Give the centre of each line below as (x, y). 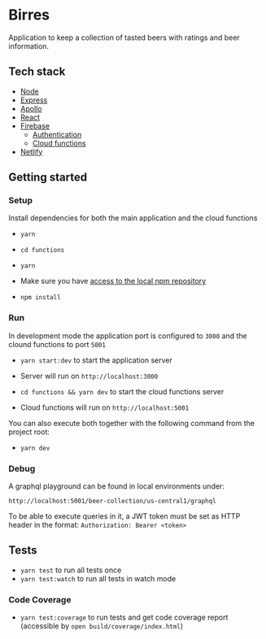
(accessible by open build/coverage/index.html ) (102, 626)
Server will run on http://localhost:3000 (89, 376)
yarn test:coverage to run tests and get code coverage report (124, 617)
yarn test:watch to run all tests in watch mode (98, 578)
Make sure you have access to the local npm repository (113, 281)
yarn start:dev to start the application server (96, 360)
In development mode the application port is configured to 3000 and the (128, 336)
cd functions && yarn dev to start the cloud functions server (122, 391)
